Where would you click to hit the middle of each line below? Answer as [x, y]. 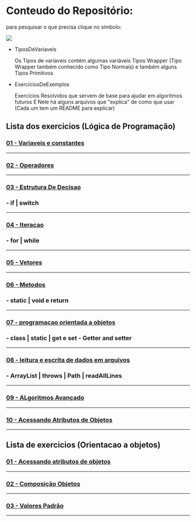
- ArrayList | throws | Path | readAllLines [64, 375]
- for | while [23, 240]
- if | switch [22, 203]
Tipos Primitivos [34, 73]
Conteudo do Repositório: [69, 11]
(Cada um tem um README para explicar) [65, 108]
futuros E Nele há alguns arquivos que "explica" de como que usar [94, 102]
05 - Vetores [24, 262]
